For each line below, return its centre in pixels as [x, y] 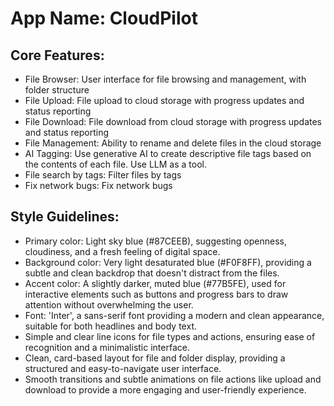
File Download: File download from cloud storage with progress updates [173, 121]
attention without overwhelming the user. [109, 304]
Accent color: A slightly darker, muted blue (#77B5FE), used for [155, 283]
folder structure [57, 90]
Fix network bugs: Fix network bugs [98, 185]
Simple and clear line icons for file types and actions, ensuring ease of [170, 336]
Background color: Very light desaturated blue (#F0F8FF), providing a [168, 262]
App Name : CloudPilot [104, 18]
